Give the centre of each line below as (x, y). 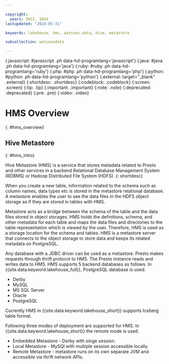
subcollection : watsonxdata (35, 42)
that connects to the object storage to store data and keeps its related (78, 238)
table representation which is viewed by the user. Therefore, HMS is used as (84, 227)
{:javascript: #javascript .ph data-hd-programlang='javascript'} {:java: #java (84, 61)
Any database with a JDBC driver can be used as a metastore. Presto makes (84, 253)
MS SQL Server (29, 290)
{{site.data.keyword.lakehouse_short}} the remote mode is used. (72, 331)
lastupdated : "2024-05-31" (34, 24)
